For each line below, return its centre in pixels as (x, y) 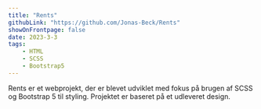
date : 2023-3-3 (33, 37)
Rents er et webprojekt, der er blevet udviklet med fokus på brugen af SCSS (130, 88)
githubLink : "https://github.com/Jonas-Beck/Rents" (94, 23)
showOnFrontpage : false (47, 30)
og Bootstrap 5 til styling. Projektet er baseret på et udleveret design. (120, 96)
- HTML (33, 51)
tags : (17, 44)
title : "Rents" (33, 15)
